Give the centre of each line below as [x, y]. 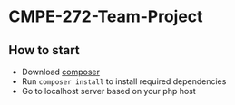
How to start [44, 50]
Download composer [61, 72]
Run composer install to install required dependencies [124, 81]
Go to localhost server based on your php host [108, 91]
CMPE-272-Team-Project [106, 17]
